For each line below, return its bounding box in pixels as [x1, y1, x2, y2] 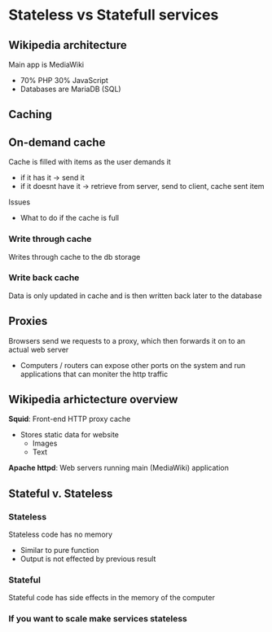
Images [32, 438, 58, 449]
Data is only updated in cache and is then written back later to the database [8, 291, 262, 301]
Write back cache [8, 272, 80, 283]
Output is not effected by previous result [20, 554, 156, 564]
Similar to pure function [20, 546, 99, 555]
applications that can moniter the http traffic [20, 369, 169, 379]
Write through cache [8, 234, 92, 245]
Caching [8, 108, 53, 121]
